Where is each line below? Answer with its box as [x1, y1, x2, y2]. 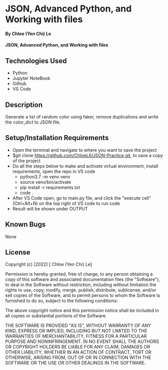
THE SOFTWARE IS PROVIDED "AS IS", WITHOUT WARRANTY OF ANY [5, 322, 151, 329]
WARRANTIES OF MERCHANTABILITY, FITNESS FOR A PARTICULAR [5, 333, 147, 339]
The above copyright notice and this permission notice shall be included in [5, 307, 159, 314]
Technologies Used [5, 56, 67, 65]
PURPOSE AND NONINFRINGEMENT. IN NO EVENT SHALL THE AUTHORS [5, 338, 159, 344]
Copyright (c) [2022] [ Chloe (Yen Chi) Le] [5, 262, 92, 268]
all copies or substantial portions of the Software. [5, 313, 107, 319]
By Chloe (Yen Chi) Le [5, 31, 52, 37]
